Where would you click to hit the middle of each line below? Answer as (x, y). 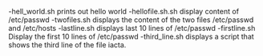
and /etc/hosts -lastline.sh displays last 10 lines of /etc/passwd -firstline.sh (132, 28)
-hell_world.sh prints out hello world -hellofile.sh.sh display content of (123, 11)
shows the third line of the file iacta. (67, 45)
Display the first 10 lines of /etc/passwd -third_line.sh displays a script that (131, 36)
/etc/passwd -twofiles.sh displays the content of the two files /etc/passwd (131, 20)
